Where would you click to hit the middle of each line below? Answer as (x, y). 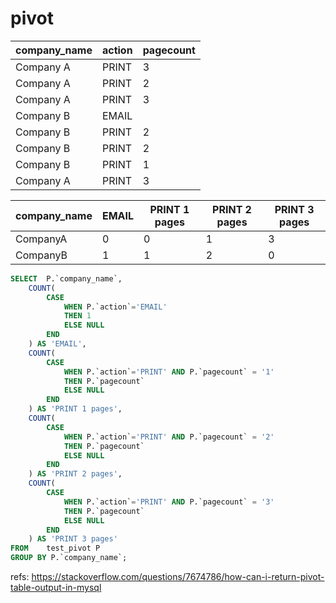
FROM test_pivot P (55, 548)
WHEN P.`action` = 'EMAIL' (115, 307)
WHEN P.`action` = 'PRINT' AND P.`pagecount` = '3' (169, 502)
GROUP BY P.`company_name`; (69, 558)
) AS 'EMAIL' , (57, 344)
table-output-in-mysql (56, 588)
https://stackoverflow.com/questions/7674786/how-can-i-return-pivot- (178, 577)
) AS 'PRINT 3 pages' (73, 539)
